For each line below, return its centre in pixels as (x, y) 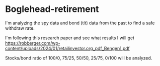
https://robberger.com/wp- (33, 43)
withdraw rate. (20, 28)
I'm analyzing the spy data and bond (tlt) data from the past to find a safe (80, 23)
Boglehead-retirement (52, 9)
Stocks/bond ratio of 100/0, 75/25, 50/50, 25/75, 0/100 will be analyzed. (79, 58)
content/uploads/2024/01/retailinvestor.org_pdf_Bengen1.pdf (68, 48)
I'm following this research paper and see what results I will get (70, 38)
